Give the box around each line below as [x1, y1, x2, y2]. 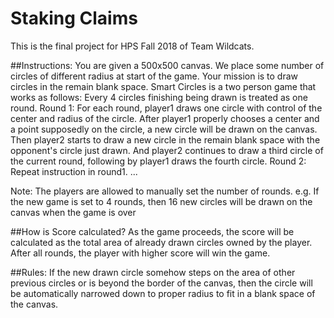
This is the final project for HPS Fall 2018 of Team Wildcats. [10, 40, 255, 52]
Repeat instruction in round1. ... [10, 165, 138, 177]
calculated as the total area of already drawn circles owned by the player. [10, 236, 313, 248]
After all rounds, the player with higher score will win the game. [10, 247, 271, 259]
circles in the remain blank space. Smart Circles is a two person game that [10, 80, 317, 92]
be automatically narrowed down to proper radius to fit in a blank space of [10, 287, 316, 299]
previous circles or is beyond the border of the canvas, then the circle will [10, 277, 313, 289]
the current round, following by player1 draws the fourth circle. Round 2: [10, 155, 307, 167]
